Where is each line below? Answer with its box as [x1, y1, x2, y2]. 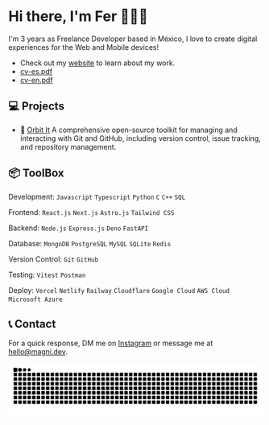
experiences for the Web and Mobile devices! [8, 42, 159, 52]
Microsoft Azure [8, 295, 63, 303]
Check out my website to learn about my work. [19, 58, 176, 68]
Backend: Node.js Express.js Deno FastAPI [8, 223, 149, 233]
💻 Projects [8, 100, 64, 113]
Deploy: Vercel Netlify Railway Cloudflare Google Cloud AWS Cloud [8, 285, 230, 295]
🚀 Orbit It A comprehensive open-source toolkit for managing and [19, 125, 238, 134]
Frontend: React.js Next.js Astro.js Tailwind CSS [8, 207, 175, 217]
